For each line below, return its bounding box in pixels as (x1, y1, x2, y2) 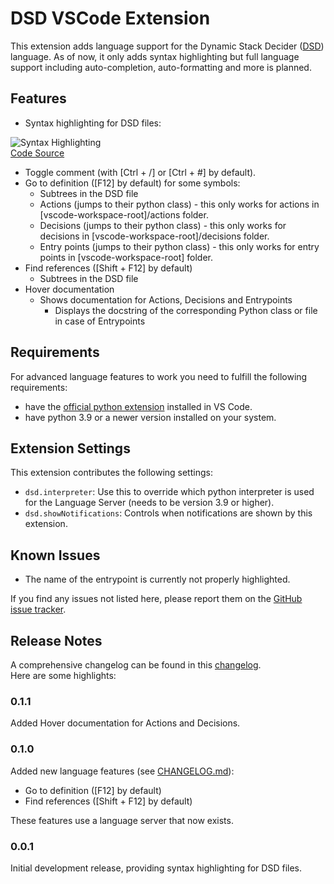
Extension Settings (10, 440, 131, 457)
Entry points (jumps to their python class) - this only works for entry (39, 240, 320, 252)
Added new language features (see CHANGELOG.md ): (10, 765, 235, 777)
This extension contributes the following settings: (10, 467, 213, 479)
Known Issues (10, 547, 101, 564)
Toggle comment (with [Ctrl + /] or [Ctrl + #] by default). (24, 166, 257, 178)
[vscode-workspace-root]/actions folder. (39, 208, 209, 221)
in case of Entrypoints (54, 315, 146, 327)
